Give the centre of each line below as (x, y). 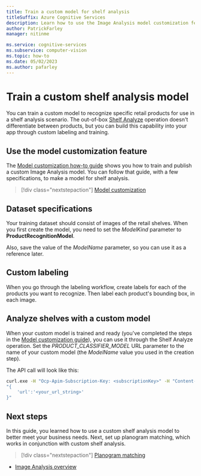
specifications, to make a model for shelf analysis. (68, 178)
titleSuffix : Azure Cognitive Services (56, 17)
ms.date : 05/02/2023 (32, 61)
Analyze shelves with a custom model (78, 319)
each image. (22, 299)
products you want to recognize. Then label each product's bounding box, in (100, 293)
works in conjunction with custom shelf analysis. (66, 443)
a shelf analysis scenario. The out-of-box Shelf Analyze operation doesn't (97, 120)
